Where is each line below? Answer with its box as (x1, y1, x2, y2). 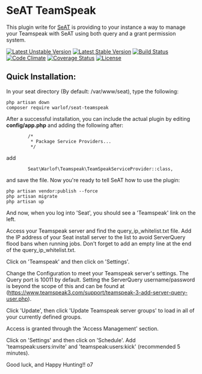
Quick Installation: (6, 72, 76, 82)
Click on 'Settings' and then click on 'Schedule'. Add (6, 336, 136, 343)
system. (6, 36, 26, 43)
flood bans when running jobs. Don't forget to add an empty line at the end (6, 240, 192, 247)
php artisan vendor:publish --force (6, 188, 98, 194)
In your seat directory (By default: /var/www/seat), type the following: (6, 88, 179, 95)
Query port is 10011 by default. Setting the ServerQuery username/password (6, 276, 195, 283)
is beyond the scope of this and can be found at (6, 282, 125, 289)
